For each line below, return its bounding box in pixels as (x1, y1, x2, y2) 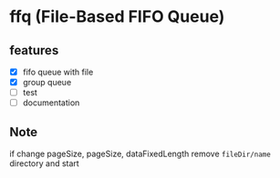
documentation (22, 97, 80, 108)
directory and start (9, 158, 79, 169)
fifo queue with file (22, 66, 94, 77)
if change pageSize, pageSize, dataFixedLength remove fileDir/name (9, 148, 271, 160)
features (9, 43, 59, 58)
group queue (22, 77, 72, 88)
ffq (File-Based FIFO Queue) (9, 6, 225, 27)
